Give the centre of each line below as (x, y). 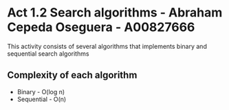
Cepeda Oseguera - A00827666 (101, 27)
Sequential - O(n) (42, 99)
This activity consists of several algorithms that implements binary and (107, 46)
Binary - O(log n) (41, 91)
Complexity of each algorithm (72, 75)
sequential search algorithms (48, 54)
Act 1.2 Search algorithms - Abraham (115, 13)
